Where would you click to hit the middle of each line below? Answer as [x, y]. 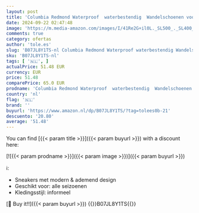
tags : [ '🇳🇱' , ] [28, 61]
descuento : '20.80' [30, 116]
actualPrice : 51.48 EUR [36, 67]
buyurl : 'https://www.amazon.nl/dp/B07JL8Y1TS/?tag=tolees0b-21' [88, 111]
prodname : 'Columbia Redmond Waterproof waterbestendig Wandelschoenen [99, 89]
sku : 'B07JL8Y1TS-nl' [33, 56]
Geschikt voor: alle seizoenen [51, 186]
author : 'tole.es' [29, 45]
